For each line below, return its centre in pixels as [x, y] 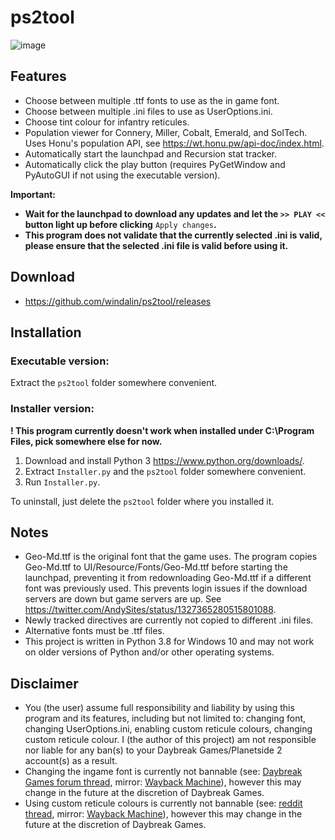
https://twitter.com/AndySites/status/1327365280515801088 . [150, 610]
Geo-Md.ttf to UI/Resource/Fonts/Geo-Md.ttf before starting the [156, 567]
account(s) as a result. [71, 761]
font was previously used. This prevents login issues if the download [166, 588]
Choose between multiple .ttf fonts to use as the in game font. [152, 100]
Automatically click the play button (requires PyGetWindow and [155, 164]
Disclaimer [44, 683]
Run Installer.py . [62, 482]
